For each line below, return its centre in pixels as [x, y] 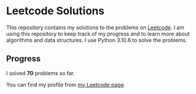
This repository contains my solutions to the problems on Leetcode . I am [95, 27]
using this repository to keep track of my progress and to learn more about [98, 33]
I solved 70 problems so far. [41, 73]
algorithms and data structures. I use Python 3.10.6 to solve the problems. [97, 40]
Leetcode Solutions [55, 11]
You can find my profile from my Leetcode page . [66, 84]
